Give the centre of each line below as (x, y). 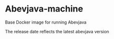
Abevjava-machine (44, 9)
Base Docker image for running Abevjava (46, 22)
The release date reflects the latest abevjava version (57, 31)
